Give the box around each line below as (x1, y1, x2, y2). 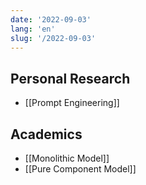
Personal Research (10, 70, 131, 87)
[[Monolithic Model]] (24, 152, 110, 164)
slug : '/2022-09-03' (10, 33, 97, 43)
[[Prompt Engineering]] (24, 97, 120, 109)
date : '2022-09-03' (10, 14, 92, 25)
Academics (10, 126, 83, 143)
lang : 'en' (10, 24, 56, 34)
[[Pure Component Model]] (24, 163, 137, 175)
